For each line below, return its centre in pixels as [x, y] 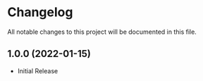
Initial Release [38, 70]
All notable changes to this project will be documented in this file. [102, 32]
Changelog [40, 12]
